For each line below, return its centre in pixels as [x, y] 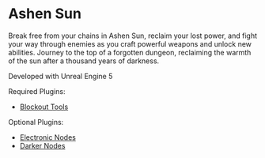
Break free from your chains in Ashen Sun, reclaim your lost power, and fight [132, 36]
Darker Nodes [42, 145]
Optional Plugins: [36, 122]
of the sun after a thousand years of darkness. [84, 61]
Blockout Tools [44, 107]
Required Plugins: [37, 91]
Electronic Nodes [48, 137]
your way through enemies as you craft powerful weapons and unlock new [130, 43]
